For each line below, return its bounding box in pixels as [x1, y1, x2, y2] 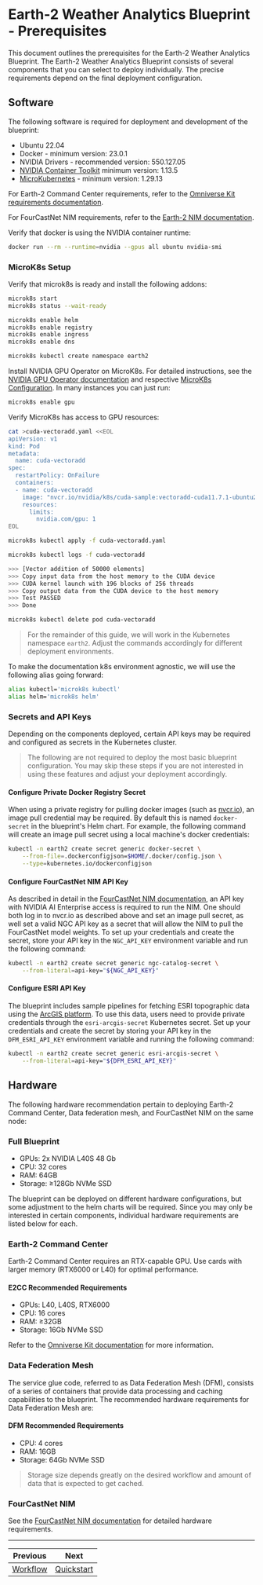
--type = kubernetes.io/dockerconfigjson [22, 860, 153, 868]
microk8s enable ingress [8, 331, 89, 339]
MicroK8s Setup [8, 262, 71, 273]
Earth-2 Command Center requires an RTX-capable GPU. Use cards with [8, 1257, 243, 1266]
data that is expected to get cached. [27, 1478, 145, 1488]
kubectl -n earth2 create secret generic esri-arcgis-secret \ [8, 1050, 219, 1058]
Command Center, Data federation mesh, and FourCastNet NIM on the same [8, 1107, 254, 1117]
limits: [28, 508, 55, 516]
